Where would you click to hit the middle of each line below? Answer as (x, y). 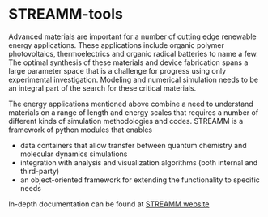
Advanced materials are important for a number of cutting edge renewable (132, 36)
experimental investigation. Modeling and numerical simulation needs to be (134, 79)
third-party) (39, 171)
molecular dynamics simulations (74, 154)
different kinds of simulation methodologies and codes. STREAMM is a (126, 121)
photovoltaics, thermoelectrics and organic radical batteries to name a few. (134, 53)
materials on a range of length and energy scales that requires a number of (134, 112)
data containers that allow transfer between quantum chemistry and (133, 145)
